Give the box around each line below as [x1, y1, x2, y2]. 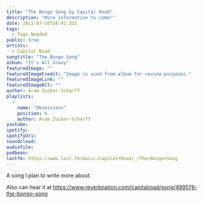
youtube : [6, 122, 29, 128]
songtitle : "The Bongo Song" [6, 54, 80, 60]
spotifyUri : [6, 133, 36, 139]
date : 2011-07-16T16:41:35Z [6, 20, 78, 26]
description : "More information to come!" [6, 15, 115, 21]
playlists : [6, 93, 34, 99]
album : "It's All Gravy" [6, 59, 69, 65]
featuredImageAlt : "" [6, 82, 61, 88]
